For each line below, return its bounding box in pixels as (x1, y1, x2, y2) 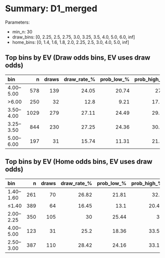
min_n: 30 (12, 29, 33, 34)
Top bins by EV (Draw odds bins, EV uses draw (5, 54, 151, 62)
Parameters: (5, 19, 30, 25)
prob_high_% (131, 180, 163, 187)
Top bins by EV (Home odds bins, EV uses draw (5, 158, 153, 166)
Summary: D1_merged (5, 3, 97, 14)
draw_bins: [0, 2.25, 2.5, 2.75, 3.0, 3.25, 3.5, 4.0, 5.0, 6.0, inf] (12, 34, 135, 40)
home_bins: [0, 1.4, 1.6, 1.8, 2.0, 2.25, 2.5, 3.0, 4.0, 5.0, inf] (12, 39, 129, 45)
